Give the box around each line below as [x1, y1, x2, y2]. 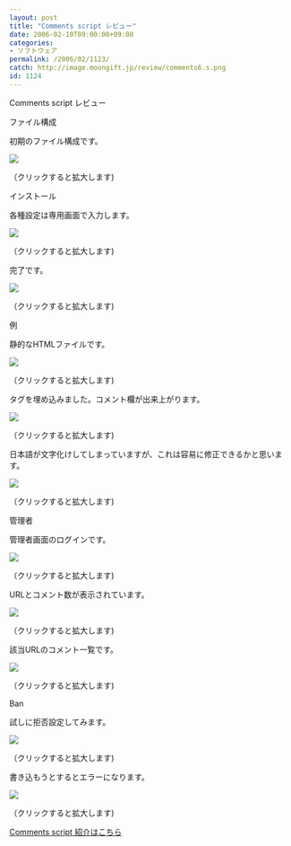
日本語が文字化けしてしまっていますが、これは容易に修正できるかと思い [9, 448, 275, 459]
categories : [9, 38, 54, 48]
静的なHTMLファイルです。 [9, 339, 110, 349]
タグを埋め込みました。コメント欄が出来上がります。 [9, 393, 205, 404]
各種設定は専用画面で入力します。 [9, 209, 134, 220]
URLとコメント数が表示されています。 [9, 589, 150, 600]
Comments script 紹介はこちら [9, 826, 123, 837]
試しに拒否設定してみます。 [9, 716, 111, 727]
